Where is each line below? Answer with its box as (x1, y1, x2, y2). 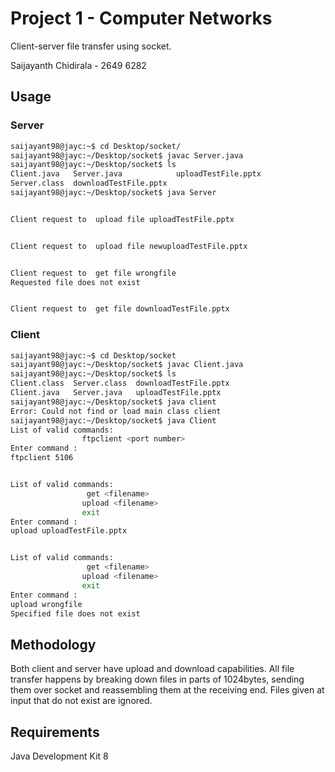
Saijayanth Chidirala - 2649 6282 (10, 59, 147, 71)
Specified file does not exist (10, 608, 141, 619)
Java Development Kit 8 (10, 750, 109, 762)
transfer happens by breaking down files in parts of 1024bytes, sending (10, 673, 305, 686)
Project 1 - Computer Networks (10, 7, 273, 30)
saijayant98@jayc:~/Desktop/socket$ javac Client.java (10, 360, 244, 370)
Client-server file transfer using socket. (10, 40, 172, 52)
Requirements (10, 723, 100, 741)
